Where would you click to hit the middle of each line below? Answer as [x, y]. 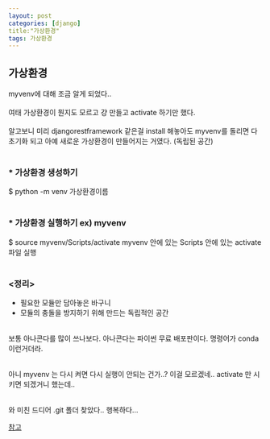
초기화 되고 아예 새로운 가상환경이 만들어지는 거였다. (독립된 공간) [111, 141]
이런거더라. [26, 348]
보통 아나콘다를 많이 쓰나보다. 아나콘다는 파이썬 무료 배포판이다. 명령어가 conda [134, 338]
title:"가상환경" [34, 31]
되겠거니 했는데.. [49, 384]
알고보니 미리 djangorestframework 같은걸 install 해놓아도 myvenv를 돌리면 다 [133, 131]
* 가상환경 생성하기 [43, 172]
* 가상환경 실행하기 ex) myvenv [67, 223]
